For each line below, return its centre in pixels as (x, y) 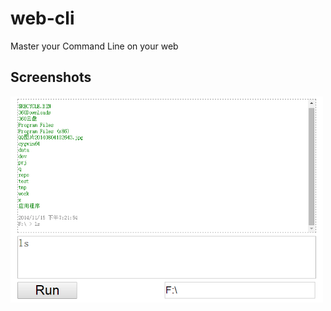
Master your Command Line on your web (94, 46)
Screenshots (51, 77)
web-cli (42, 18)
